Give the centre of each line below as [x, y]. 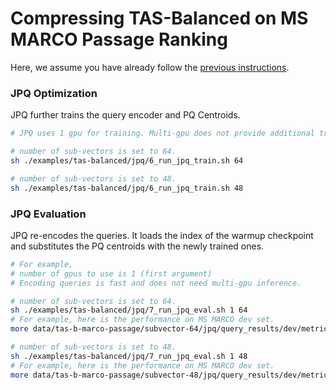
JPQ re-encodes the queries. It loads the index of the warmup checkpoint [162, 235]
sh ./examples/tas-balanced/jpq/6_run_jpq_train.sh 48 [127, 188]
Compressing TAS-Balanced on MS [159, 18]
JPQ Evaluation [48, 214]
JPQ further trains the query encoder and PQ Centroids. [125, 115]
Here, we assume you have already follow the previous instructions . [150, 67]
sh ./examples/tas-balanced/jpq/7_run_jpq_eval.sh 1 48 [129, 356]
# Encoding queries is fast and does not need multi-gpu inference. [156, 283]
